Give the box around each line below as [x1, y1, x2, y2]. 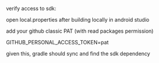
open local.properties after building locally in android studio [6, 16, 150, 23]
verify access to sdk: [6, 5, 57, 12]
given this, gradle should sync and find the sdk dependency [6, 50, 150, 57]
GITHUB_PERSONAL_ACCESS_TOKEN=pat [6, 39, 109, 45]
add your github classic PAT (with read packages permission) [6, 27, 154, 34]
